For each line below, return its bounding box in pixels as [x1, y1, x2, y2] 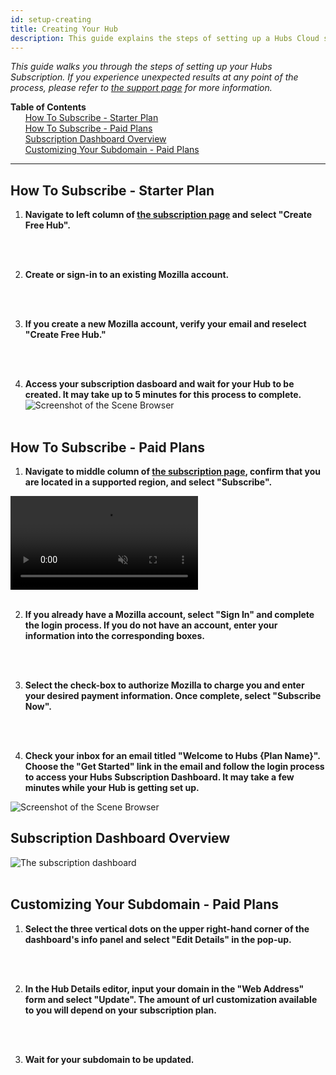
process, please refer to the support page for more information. [10, 82, 273, 94]
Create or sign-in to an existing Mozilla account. [24, 269, 230, 281]
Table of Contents [10, 101, 87, 113]
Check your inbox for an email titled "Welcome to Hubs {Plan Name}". [24, 750, 321, 761]
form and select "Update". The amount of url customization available [24, 993, 318, 1005]
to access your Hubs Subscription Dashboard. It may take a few [24, 771, 295, 783]
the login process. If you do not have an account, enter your [24, 619, 278, 631]
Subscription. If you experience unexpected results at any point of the [10, 71, 299, 83]
